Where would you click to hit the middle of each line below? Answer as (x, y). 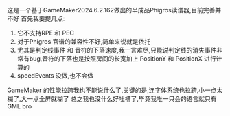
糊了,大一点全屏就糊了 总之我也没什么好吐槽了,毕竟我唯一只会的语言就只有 (112, 99)
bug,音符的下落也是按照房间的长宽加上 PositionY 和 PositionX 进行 (123, 59)
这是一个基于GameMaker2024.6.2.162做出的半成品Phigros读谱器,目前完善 (111, 10)
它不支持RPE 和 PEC (45, 33)
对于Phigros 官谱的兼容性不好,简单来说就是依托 (84, 42)
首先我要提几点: (43, 18)
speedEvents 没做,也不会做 (55, 76)
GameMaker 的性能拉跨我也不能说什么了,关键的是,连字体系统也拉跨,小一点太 (115, 90)
